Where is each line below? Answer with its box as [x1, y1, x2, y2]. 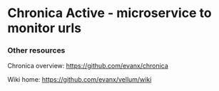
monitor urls [7, 20, 82, 36]
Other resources [7, 45, 66, 55]
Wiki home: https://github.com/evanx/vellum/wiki [7, 75, 152, 84]
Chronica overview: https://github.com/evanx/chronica [7, 62, 169, 70]
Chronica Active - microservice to [7, 5, 212, 21]
